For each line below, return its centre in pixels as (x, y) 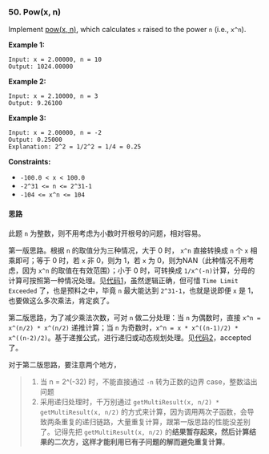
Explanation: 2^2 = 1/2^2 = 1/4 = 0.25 (75, 147)
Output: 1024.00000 (41, 67)
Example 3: (27, 118)
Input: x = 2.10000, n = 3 (53, 96)
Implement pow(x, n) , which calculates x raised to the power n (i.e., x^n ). (127, 30)
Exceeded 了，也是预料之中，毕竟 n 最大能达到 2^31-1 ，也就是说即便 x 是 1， (133, 290)
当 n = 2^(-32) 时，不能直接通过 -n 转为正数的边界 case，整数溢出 (149, 381)
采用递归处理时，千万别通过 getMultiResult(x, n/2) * (130, 401)
